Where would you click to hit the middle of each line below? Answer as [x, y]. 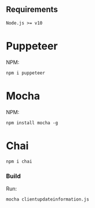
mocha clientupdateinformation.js [48, 199]
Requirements [32, 10]
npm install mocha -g [32, 123]
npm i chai [19, 161]
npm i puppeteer [25, 73]
